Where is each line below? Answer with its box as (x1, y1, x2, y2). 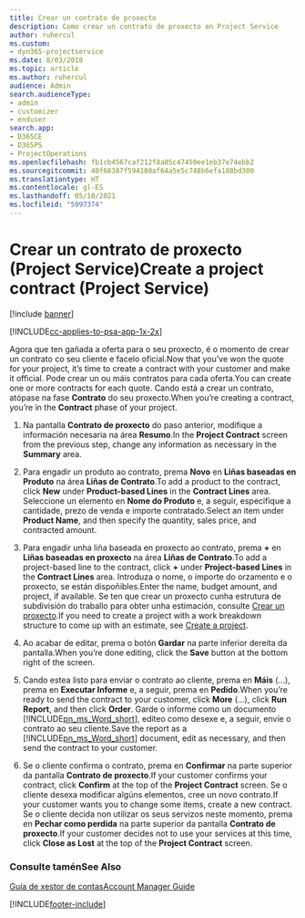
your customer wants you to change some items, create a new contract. (22, 798, 293, 809)
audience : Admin (9, 81, 71, 90)
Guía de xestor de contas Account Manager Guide (9, 881, 196, 892)
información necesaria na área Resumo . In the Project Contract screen (22, 429, 289, 440)
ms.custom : (9, 38, 51, 48)
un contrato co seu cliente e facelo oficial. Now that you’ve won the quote (9, 353, 284, 364)
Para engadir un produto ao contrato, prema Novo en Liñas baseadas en (22, 466, 297, 477)
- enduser (9, 115, 47, 124)
